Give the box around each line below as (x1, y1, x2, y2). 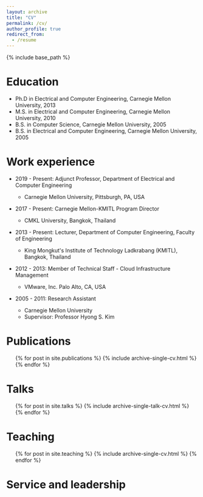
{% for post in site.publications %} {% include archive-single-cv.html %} (15, 354, 197, 362)
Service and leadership (6, 478, 126, 492)
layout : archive (6, 8, 47, 15)
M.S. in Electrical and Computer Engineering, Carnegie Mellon (15, 107, 171, 115)
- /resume (12, 37, 36, 43)
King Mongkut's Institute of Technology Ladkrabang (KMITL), (24, 246, 178, 254)
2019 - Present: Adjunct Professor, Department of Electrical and (15, 175, 175, 182)
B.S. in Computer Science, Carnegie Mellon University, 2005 (15, 121, 167, 128)
